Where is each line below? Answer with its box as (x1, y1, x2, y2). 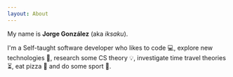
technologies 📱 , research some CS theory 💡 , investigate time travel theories (7, 53, 227, 62)
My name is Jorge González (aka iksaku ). (7, 29, 128, 38)
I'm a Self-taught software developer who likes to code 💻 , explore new (7, 43, 213, 52)
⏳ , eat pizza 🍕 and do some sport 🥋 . (7, 62, 112, 70)
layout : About (7, 10, 49, 17)
